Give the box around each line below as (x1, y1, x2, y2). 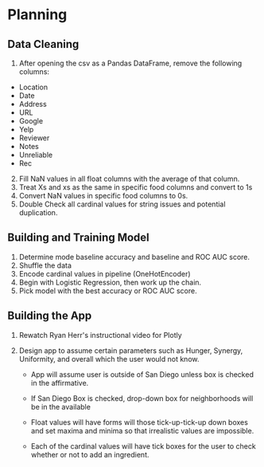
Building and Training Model (7, 231, 150, 245)
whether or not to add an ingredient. (30, 449, 149, 459)
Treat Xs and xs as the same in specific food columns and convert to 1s (18, 182, 253, 192)
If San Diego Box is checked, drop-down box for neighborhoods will (30, 393, 254, 403)
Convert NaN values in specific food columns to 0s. (18, 191, 188, 200)
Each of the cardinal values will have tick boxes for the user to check (30, 441, 256, 451)
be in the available (30, 402, 91, 411)
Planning (7, 6, 68, 24)
